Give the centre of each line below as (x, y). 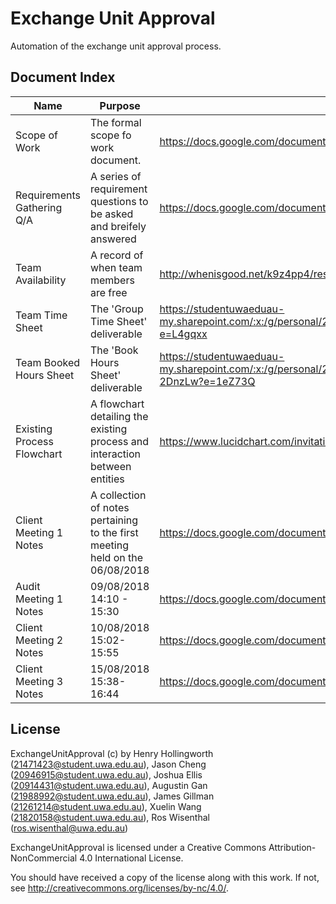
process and (119, 441)
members (112, 280)
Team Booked (48, 362)
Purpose (120, 105)
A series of (115, 176)
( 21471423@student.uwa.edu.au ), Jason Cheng (108, 764)
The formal (115, 122)
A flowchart (117, 404)
